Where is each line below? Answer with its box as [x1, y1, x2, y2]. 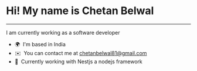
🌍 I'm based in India [14, 40, 66, 48]
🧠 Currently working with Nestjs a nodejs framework [14, 58, 142, 65]
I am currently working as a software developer [6, 29, 120, 36]
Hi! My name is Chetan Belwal [6, 4, 154, 18]
